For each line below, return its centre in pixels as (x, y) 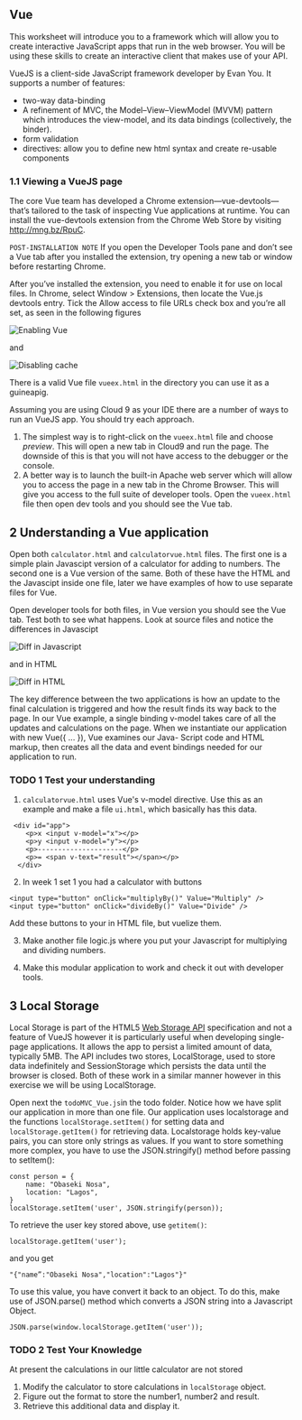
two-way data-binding (64, 100)
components (46, 158)
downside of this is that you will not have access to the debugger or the (155, 456)
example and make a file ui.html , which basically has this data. (140, 809)
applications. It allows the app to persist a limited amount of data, (151, 1047)
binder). (37, 129)
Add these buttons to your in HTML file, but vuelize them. (116, 923)
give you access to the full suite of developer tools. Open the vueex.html (156, 495)
